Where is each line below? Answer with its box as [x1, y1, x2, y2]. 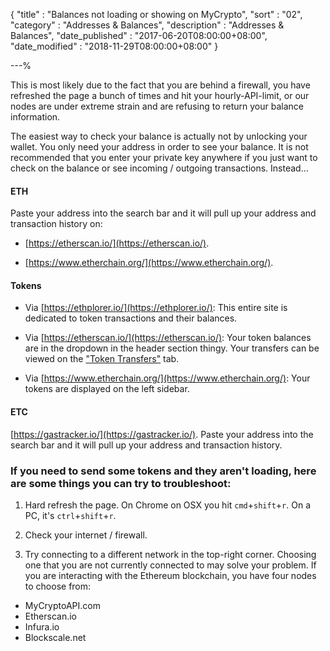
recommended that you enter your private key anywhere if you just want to [10, 152, 318, 163]
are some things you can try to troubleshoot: [10, 476, 232, 490]
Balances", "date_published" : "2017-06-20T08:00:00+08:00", [10, 30, 268, 41]
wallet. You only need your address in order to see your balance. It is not [10, 141, 309, 153]
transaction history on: [10, 218, 103, 230]
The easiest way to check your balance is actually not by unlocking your [10, 130, 308, 142]
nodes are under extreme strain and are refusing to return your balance [10, 100, 304, 112]
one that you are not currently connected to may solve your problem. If [24, 559, 317, 571]
